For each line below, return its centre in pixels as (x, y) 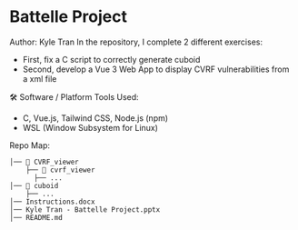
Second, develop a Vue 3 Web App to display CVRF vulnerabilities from (156, 69)
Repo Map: (30, 145)
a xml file (40, 78)
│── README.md (36, 217)
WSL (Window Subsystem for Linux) (90, 127)
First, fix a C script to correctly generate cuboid (111, 59)
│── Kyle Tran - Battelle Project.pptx (85, 210)
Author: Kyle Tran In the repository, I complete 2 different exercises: (136, 42)
